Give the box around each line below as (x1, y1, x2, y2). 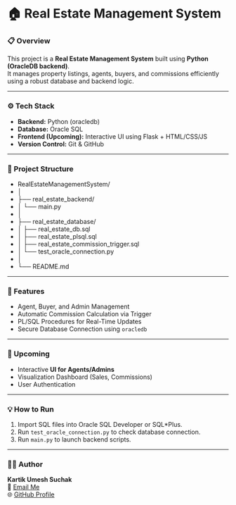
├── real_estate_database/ (17, 218, 96, 226)
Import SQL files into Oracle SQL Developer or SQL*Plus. (17, 420, 183, 428)
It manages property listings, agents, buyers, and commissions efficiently (7, 70, 220, 78)
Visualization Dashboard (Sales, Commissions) (17, 373, 153, 381)
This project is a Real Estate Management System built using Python (7, 54, 209, 63)
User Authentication (17, 380, 76, 388)
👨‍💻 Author (7, 459, 44, 469)
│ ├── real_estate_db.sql (17, 225, 91, 233)
